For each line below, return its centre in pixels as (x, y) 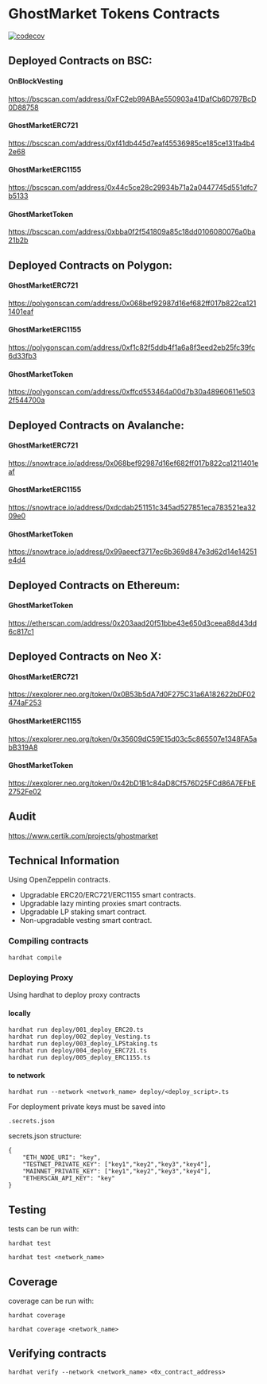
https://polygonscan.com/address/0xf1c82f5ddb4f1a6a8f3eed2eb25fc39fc (132, 347)
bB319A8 (23, 747)
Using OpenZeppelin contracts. (60, 880)
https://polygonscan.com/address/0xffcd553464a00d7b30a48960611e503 (132, 392)
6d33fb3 (23, 355)
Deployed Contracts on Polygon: (90, 265)
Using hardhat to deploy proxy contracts (74, 994)
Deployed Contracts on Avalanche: (97, 425)
